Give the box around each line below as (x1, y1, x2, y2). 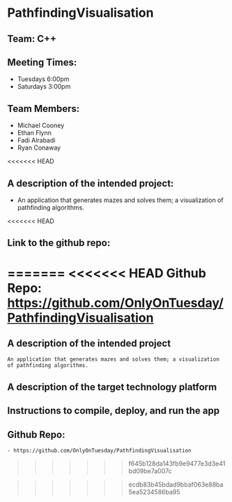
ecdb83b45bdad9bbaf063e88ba (128, 480, 224, 489)
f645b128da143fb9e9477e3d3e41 (128, 459, 226, 468)
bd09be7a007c (128, 467, 172, 475)
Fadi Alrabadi (17, 136, 56, 145)
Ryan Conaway (17, 143, 61, 152)
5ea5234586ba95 (128, 488, 180, 496)
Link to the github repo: (7, 237, 111, 249)
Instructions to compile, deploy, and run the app (7, 405, 220, 417)
